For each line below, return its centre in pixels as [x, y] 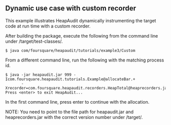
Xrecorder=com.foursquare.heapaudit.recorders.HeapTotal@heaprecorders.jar [87, 88]
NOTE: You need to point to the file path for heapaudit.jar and [69, 112]
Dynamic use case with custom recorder [71, 8]
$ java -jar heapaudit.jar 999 [38, 75]
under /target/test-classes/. [34, 41]
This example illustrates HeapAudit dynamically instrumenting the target [81, 20]
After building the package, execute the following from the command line [82, 36]
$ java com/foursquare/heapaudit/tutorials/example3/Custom [70, 50]
